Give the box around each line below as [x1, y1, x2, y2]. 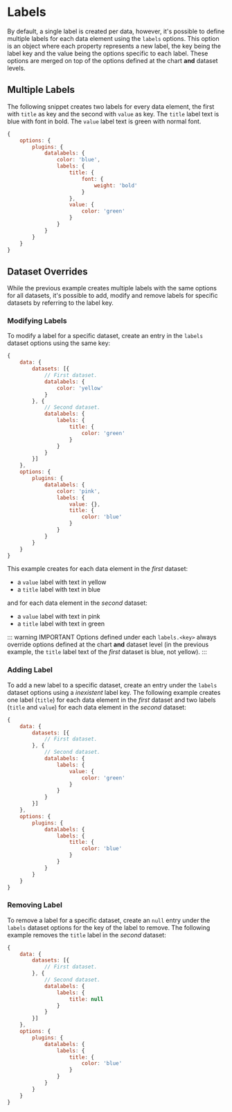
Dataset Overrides [7, 265, 88, 277]
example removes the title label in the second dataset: [7, 930, 166, 939]
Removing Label [7, 900, 62, 910]
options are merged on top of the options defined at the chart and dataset [7, 56, 218, 64]
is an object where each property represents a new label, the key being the [7, 42, 222, 50]
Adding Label [7, 665, 53, 675]
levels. [7, 64, 26, 72]
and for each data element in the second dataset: [7, 599, 148, 607]
